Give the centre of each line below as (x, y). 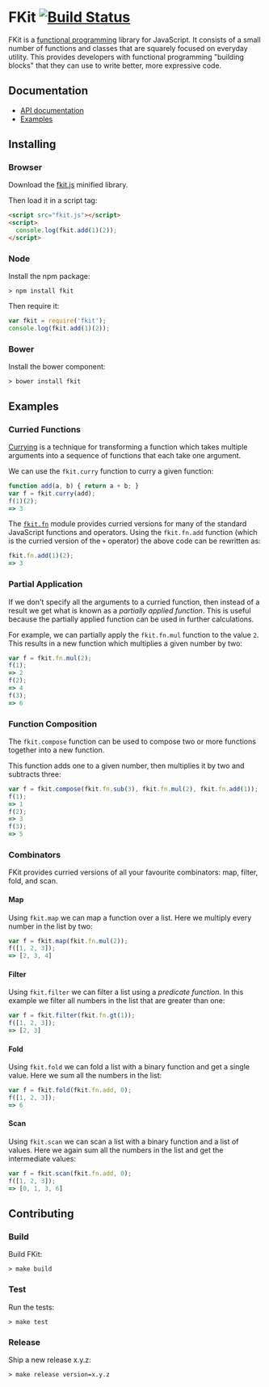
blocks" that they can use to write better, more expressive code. (115, 65)
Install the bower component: (57, 367)
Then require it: (34, 306)
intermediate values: (42, 1159)
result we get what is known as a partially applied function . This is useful (130, 610)
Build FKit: (25, 1254)
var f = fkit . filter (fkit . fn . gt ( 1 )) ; (72, 1016)
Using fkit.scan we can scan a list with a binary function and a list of (124, 1142)
